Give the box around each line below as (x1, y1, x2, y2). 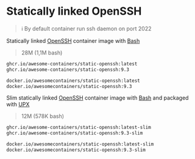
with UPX (6, 101, 30, 108)
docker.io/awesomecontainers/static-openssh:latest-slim (6, 141, 154, 147)
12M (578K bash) (21, 113, 65, 120)
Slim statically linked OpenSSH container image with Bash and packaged (6, 94, 189, 102)
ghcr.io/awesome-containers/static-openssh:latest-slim (6, 124, 151, 131)
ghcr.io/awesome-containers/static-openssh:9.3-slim (6, 130, 143, 136)
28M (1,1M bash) (21, 49, 63, 56)
